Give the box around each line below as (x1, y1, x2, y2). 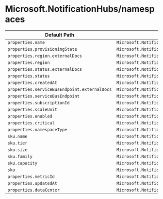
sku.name (7, 133, 28, 139)
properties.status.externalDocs (7, 66, 82, 72)
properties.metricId (7, 174, 55, 179)
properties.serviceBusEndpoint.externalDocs (7, 86, 112, 92)
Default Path (45, 31, 75, 38)
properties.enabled (7, 113, 52, 119)
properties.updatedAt (7, 180, 57, 186)
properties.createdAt (7, 80, 57, 85)
